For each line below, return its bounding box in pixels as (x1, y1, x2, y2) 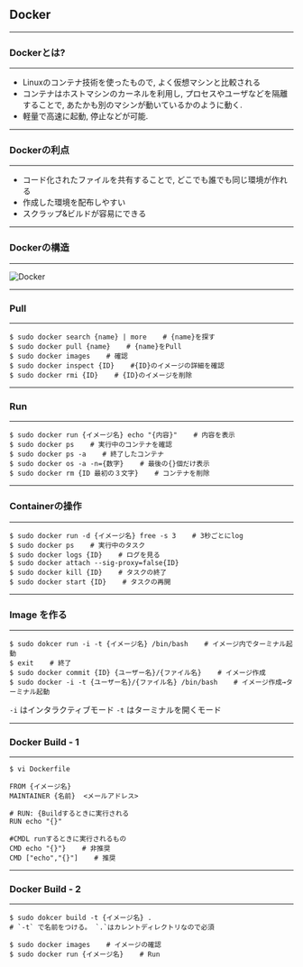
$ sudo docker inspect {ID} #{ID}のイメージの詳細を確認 (9, 361, 225, 370)
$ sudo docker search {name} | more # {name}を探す (9, 333, 216, 342)
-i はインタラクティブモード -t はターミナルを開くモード (9, 704, 222, 715)
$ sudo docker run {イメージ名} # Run (9, 950, 161, 959)
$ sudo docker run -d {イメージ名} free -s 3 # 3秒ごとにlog (9, 531, 243, 540)
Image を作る (9, 608, 68, 621)
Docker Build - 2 (9, 883, 81, 896)
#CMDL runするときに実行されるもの (9, 835, 127, 844)
